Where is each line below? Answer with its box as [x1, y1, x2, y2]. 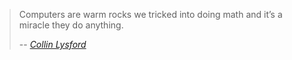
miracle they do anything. [18, 19, 124, 31]
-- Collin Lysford [18, 39, 87, 50]
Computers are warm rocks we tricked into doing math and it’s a [18, 9, 283, 20]
